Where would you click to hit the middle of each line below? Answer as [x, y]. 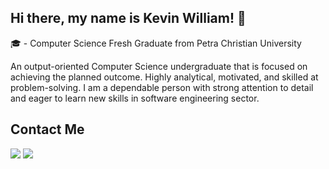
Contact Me [47, 129]
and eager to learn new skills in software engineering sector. [135, 98]
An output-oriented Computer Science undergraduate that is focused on [159, 66]
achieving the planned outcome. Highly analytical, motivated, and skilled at [164, 77]
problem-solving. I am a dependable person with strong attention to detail [162, 87]
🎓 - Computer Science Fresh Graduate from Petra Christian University [156, 43]
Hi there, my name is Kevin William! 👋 [128, 18]
